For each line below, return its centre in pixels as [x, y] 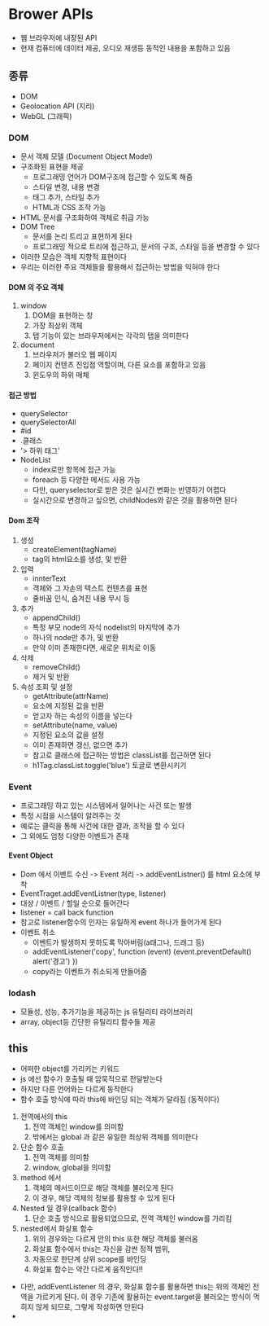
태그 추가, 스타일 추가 [66, 197]
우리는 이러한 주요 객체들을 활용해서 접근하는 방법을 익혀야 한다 [120, 267]
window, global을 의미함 [72, 1168]
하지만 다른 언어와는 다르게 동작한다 [77, 1089]
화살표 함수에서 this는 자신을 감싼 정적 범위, [101, 1249]
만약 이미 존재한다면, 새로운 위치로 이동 [94, 648]
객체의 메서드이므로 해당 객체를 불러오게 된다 [103, 1188]
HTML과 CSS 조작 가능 [69, 208]
